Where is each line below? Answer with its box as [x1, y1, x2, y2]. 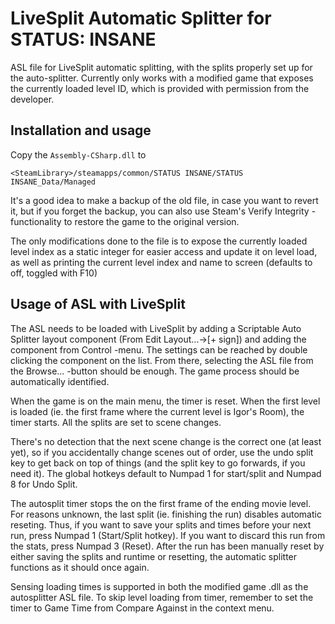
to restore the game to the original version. [63, 215, 240, 227]
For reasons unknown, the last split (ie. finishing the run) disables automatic [10, 508, 322, 520]
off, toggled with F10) [10, 267, 98, 279]
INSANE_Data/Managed [10, 177, 97, 187]
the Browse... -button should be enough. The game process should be [10, 365, 300, 377]
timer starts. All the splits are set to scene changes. [10, 416, 222, 428]
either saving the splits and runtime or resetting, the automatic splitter [10, 550, 298, 562]
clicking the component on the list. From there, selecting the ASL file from [10, 354, 314, 366]
